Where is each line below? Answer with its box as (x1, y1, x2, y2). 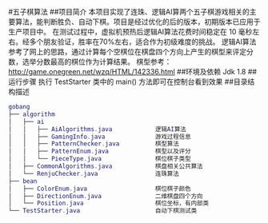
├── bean (8, 177, 38, 185)
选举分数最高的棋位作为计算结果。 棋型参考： (22, 57, 172, 66)
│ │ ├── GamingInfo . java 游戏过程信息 (8, 133, 191, 141)
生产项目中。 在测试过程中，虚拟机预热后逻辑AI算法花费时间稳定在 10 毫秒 (8, 27, 253, 36)
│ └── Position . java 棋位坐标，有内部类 (8, 199, 210, 208)
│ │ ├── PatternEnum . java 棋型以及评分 (8, 147, 191, 156)
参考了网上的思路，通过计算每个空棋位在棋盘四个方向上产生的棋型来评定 (8, 47, 246, 56)
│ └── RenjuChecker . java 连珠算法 (8, 169, 180, 177)
